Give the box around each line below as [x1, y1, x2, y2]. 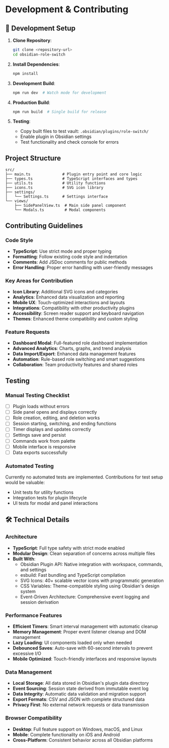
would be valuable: [5, 479, 45, 486]
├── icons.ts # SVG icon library [5, 185, 103, 191]
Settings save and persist [12, 432, 66, 438]
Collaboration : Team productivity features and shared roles [12, 362, 138, 368]
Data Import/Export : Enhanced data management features [12, 351, 136, 357]
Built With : [12, 555, 36, 562]
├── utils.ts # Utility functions [5, 181, 106, 186]
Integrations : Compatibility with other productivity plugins [12, 305, 135, 311]
